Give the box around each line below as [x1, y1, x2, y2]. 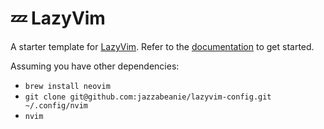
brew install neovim [24, 81, 111, 91]
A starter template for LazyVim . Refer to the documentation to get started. [10, 40, 315, 52]
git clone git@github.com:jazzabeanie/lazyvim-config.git [24, 92, 272, 102]
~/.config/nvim [24, 100, 89, 111]
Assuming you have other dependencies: [10, 60, 180, 72]
